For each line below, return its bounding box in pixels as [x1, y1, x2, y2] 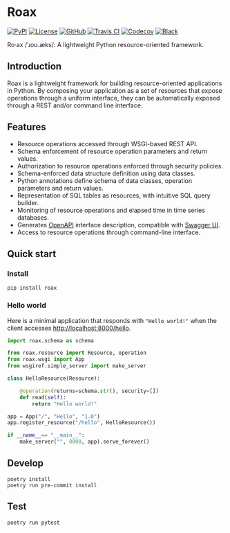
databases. [17, 213, 50, 222]
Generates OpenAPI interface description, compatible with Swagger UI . [17, 220, 220, 229]
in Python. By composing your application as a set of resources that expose [7, 86, 222, 94]
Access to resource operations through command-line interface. [17, 228, 201, 236]
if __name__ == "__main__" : [7, 432, 85, 439]
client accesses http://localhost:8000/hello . [7, 324, 131, 332]
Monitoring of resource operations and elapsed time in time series [17, 206, 205, 214]
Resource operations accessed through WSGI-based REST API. [17, 139, 198, 148]
